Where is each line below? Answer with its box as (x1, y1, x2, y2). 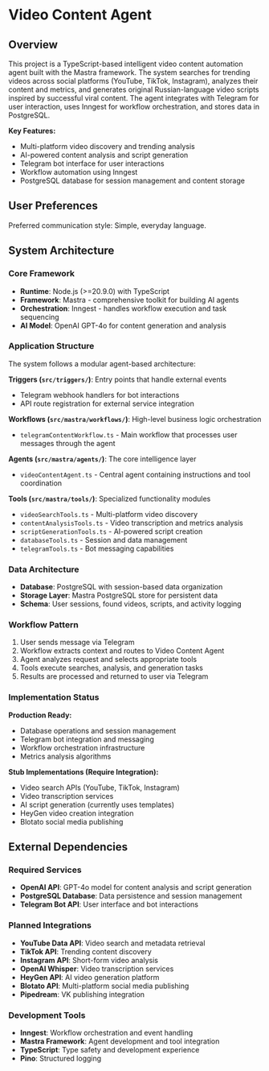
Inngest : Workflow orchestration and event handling (19, 1028, 194, 1037)
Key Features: (8, 126, 56, 135)
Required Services (8, 864, 82, 875)
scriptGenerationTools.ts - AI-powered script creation (19, 526, 203, 536)
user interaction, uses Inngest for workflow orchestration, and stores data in (8, 102, 259, 111)
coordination (19, 478, 63, 488)
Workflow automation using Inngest (19, 167, 138, 176)
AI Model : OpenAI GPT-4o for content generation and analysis (19, 320, 226, 330)
